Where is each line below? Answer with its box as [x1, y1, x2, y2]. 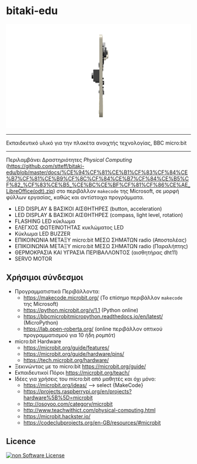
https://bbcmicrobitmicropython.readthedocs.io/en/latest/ [23, 313, 163, 320]
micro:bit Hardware [14, 338, 62, 345]
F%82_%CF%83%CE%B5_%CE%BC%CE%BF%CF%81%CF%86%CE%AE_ [6, 181, 191, 189]
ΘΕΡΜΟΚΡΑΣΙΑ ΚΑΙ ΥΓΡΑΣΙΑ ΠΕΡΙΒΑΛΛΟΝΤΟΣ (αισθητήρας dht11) [14, 249, 178, 256]
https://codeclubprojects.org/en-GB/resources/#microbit [23, 419, 161, 426]
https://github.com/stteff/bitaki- [8, 163, 85, 170]
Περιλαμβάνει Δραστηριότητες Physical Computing [6, 156, 133, 163]
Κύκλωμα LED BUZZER [14, 231, 70, 238]
